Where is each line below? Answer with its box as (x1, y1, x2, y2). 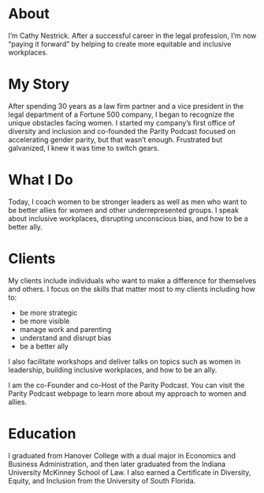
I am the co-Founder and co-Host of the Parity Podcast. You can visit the (8, 380, 245, 390)
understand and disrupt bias (19, 333, 112, 342)
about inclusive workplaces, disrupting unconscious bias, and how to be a (8, 214, 248, 223)
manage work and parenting (19, 324, 112, 334)
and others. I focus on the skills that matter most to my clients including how (8, 284, 256, 293)
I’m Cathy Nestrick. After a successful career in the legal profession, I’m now (8, 31, 257, 40)
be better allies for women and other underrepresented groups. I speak (8, 205, 239, 215)
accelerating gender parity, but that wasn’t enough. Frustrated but (8, 135, 223, 144)
